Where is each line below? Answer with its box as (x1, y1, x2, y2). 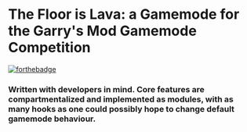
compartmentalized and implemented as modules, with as (8, 94, 234, 105)
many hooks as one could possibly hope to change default (8, 103, 235, 114)
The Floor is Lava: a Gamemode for (8, 5, 240, 23)
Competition (8, 39, 92, 56)
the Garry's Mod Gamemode (8, 22, 198, 40)
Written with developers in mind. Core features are (8, 84, 205, 95)
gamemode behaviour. (8, 113, 96, 124)
